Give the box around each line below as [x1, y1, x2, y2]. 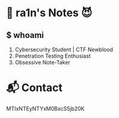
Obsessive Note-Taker [14, 59, 71, 66]
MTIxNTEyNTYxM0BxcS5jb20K [6, 105, 85, 112]
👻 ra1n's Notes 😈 [6, 6, 93, 20]
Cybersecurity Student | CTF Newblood [14, 46, 113, 53]
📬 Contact [6, 81, 63, 95]
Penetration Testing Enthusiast [14, 52, 91, 60]
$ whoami [6, 30, 44, 40]
